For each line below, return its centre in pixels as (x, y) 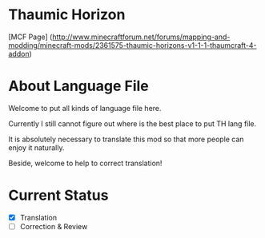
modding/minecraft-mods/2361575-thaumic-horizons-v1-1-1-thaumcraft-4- (133, 45)
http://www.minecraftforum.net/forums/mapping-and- (141, 37)
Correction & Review (54, 226)
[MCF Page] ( (30, 37)
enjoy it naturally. (36, 147)
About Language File (79, 86)
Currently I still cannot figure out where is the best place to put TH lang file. (132, 123)
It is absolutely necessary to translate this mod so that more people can (126, 139)
